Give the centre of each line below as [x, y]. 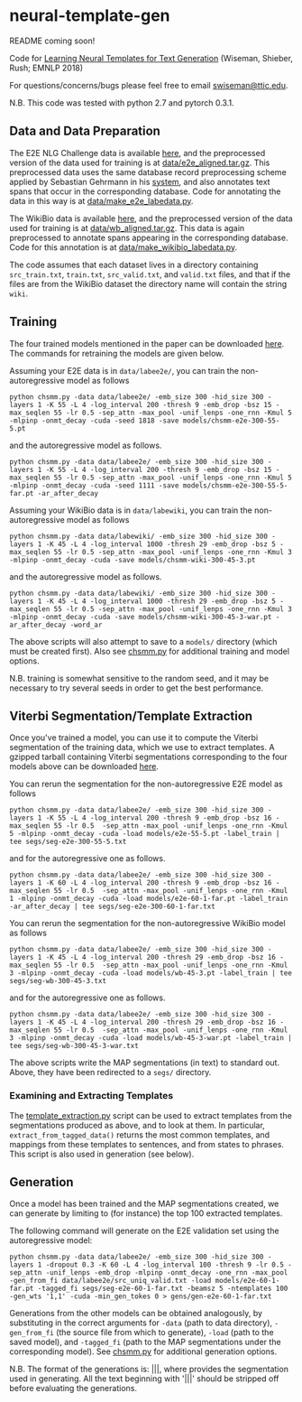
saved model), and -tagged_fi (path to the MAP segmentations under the [145, 1342]
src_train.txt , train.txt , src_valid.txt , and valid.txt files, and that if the [150, 274]
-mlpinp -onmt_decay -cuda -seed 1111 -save [94, 485]
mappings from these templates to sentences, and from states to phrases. [146, 1144]
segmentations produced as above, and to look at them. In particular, [137, 1125]
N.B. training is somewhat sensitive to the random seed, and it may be [139, 678]
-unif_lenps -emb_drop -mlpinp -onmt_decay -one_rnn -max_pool [167, 1273]
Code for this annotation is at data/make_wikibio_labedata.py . [123, 247]
